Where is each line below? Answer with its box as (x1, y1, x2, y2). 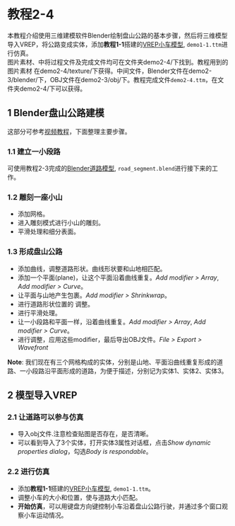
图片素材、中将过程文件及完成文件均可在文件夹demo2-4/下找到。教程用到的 (7, 57, 229, 66)
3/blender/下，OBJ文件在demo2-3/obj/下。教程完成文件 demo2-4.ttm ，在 (7, 75, 218, 84)
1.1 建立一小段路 (7, 147, 61, 156)
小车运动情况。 (23, 510, 68, 519)
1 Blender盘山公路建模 (7, 107, 104, 119)
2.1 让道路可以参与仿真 (7, 412, 84, 422)
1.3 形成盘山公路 (7, 247, 63, 257)
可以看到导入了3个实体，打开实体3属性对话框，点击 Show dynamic (17, 438, 211, 447)
